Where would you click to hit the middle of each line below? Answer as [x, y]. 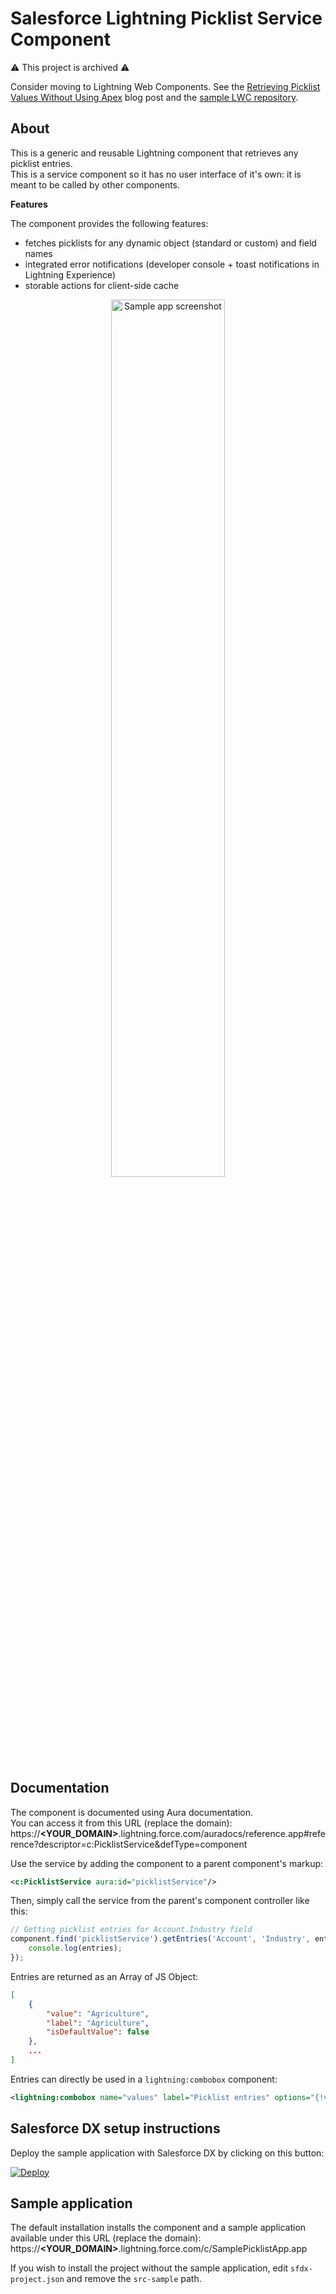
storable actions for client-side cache [102, 285]
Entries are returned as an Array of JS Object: [104, 1976]
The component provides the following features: [109, 223]
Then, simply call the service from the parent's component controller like [160, 1901]
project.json [37, 2280]
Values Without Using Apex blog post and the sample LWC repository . [154, 97]
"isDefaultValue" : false [98, 2032]
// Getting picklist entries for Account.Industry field [131, 1930]
